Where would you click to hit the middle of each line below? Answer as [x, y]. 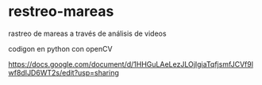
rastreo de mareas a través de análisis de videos [87, 33]
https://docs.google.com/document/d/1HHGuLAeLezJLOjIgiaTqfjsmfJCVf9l [131, 64]
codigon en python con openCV [60, 48]
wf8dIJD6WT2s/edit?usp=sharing [64, 72]
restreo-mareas [61, 12]
